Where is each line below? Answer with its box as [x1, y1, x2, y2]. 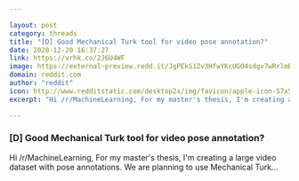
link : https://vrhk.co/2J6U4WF [9, 54, 125, 63]
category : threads [9, 28, 77, 38]
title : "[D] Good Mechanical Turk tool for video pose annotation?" [9, 37, 269, 46]
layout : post [9, 20, 58, 29]
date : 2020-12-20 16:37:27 [9, 45, 109, 54]
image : [9, 62, 34, 71]
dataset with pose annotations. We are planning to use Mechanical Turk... [9, 161, 279, 172]
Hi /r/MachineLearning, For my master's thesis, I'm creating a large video [9, 152, 277, 162]
